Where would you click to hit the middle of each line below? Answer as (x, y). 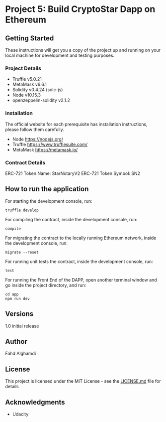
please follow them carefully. (35, 129)
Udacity (20, 414)
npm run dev (17, 298)
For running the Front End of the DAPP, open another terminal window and (81, 280)
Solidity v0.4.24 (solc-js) (38, 90)
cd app (12, 294)
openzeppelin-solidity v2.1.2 (41, 100)
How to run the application (47, 189)
